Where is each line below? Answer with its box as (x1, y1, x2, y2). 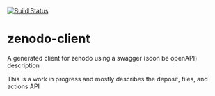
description (7, 61, 40, 70)
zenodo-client (7, 31, 90, 47)
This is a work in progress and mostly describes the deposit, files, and (7, 74, 209, 83)
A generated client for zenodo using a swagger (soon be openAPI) (7, 54, 198, 62)
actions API (7, 82, 40, 90)
